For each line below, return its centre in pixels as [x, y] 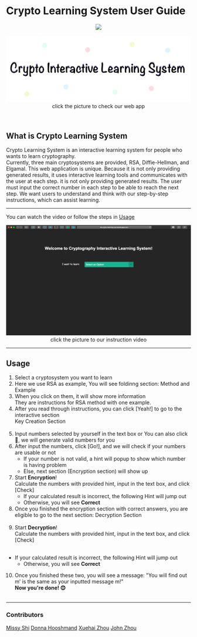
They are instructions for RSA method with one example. [83, 403]
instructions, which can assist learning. [53, 200]
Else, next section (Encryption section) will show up [86, 471]
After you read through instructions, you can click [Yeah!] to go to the [98, 409]
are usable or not [35, 453]
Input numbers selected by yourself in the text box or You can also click [101, 434]
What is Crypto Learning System [67, 136]
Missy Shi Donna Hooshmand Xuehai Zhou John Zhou [71, 628]
